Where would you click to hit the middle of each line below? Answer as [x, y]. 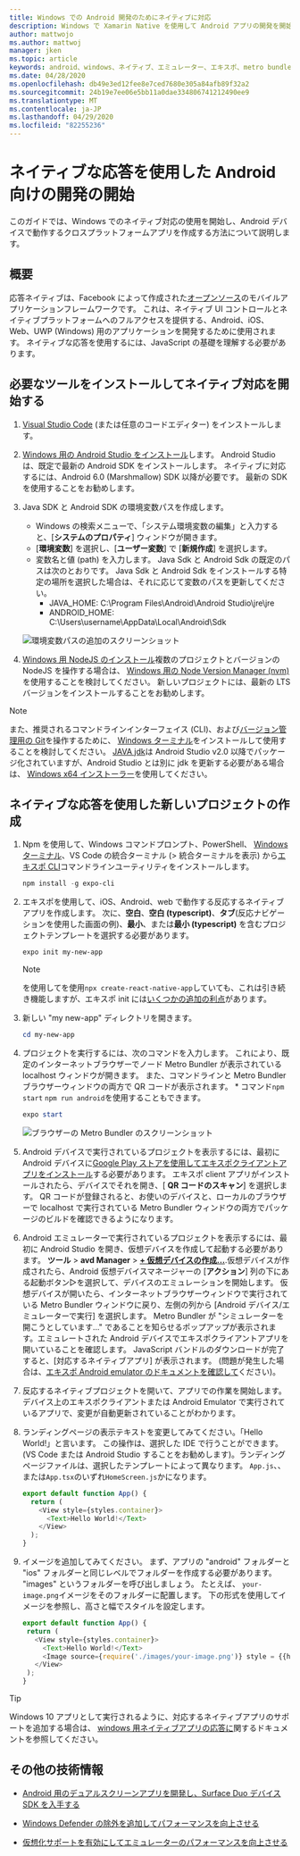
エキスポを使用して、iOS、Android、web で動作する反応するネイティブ [153, 902]
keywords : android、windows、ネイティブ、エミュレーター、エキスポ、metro [137, 68]
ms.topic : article [43, 59]
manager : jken [36, 51]
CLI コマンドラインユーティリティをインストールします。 [151, 866]
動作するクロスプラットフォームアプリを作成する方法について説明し [158, 232]
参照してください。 [68, 1739]
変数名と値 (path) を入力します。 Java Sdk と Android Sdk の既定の [159, 559]
